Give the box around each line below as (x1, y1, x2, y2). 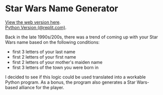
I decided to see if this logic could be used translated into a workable (5, 74, 146, 80)
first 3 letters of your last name (12, 49, 76, 55)
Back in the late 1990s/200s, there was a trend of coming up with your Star (5, 34, 159, 40)
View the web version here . (5, 19, 61, 25)
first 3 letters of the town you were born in (12, 64, 99, 70)
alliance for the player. (19, 84, 64, 90)
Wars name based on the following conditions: (5, 39, 100, 45)
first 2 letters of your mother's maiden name (12, 59, 103, 65)
